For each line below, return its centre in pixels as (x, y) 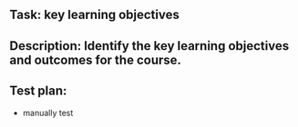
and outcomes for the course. (96, 59)
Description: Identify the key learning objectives (149, 46)
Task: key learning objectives (94, 15)
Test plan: (38, 91)
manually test (48, 112)
